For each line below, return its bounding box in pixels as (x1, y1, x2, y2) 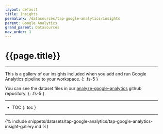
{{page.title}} (5, 50, 61, 61)
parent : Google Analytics (5, 20, 57, 26)
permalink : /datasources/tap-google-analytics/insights (5, 16, 120, 21)
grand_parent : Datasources (5, 25, 60, 30)
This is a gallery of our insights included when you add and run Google (5, 71, 147, 76)
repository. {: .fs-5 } (5, 90, 45, 96)
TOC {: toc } (12, 104, 36, 110)
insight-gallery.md (5, 123, 42, 129)
